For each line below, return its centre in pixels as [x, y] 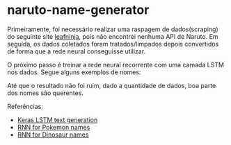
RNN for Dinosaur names [53, 135]
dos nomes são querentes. [45, 93]
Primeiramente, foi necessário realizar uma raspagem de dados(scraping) [113, 29]
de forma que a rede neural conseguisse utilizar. [77, 51]
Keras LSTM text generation [57, 119]
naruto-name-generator [78, 10]
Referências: [25, 106]
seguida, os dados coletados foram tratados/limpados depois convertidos [113, 44]
